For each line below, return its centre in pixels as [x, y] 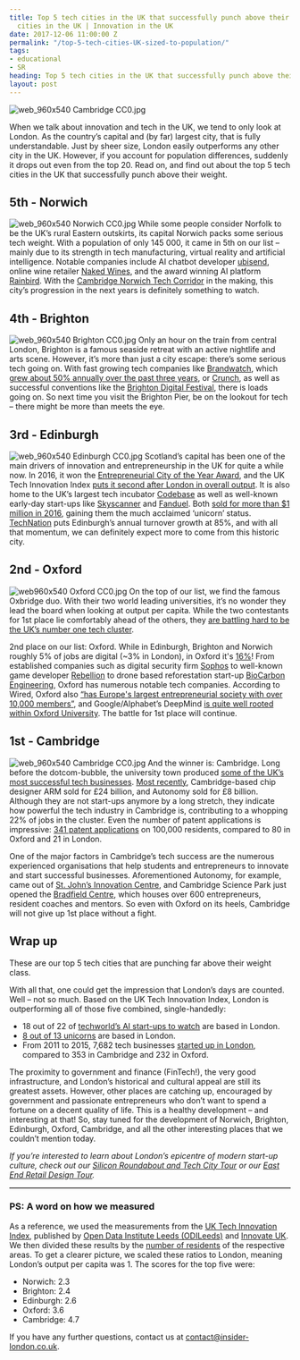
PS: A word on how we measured [82, 1206]
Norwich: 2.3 [46, 1281]
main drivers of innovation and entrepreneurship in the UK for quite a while [146, 466]
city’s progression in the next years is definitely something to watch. [134, 291]
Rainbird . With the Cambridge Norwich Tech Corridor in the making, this [142, 281]
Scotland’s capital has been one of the [215, 456]
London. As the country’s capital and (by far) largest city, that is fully [135, 136]
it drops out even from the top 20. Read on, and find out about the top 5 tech [150, 165]
